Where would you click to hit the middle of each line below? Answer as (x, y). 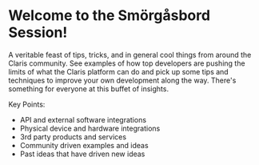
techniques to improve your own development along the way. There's (122, 80)
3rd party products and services (73, 137)
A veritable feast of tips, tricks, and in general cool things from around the (130, 54)
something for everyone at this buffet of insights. (89, 89)
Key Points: (27, 104)
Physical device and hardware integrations (90, 128)
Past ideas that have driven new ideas (82, 154)
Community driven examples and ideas (84, 145)
